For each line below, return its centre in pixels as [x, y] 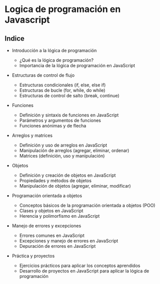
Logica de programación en [63, 9]
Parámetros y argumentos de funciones [60, 120]
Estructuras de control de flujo [43, 75]
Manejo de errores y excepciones [46, 226]
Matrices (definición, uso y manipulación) [62, 156]
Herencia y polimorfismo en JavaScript [59, 216]
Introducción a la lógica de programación [54, 50]
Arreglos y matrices [32, 135]
